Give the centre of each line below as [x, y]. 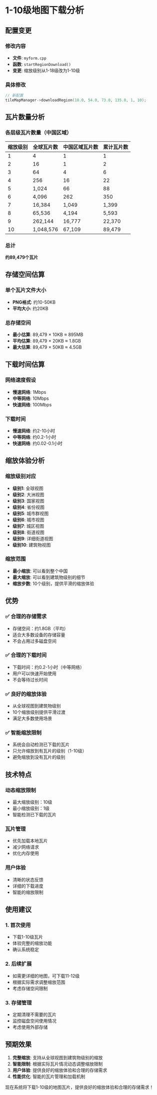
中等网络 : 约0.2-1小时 [34, 437]
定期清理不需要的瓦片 [34, 1015]
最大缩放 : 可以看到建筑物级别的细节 [49, 577]
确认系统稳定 [25, 950]
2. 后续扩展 [18, 964]
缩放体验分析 [25, 461]
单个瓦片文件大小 [26, 290]
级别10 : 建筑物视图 [31, 545]
